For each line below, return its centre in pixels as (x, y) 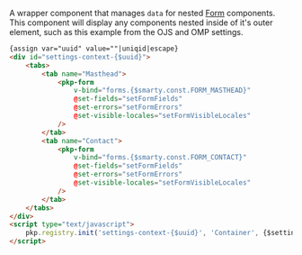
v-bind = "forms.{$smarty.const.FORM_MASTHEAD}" (162, 91)
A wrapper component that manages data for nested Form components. (142, 13)
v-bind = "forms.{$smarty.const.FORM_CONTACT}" (160, 158)
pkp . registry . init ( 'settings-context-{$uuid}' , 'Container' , (142, 233)
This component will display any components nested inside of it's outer (141, 23)
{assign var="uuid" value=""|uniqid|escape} (94, 49)
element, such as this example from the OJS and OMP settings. (126, 32)
